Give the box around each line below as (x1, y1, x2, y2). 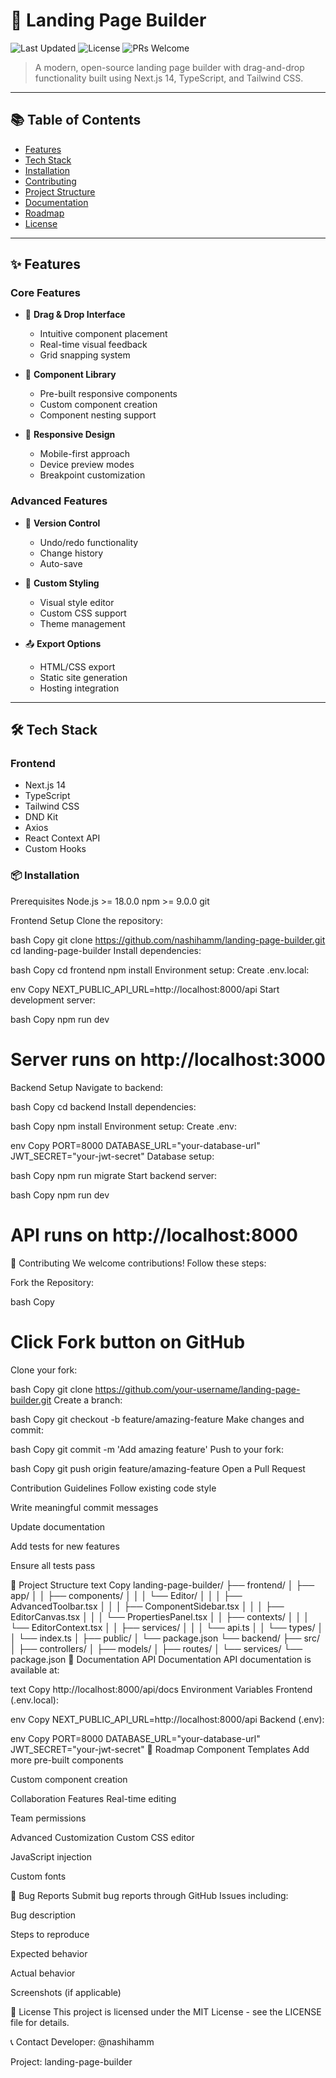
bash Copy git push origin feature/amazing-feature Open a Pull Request (10, 1462, 306, 1474)
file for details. (10, 2016, 70, 2028)
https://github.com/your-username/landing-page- (94, 1383, 301, 1395)
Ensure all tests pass (10, 1559, 96, 1571)
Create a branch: (53, 1394, 123, 1406)
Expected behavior (10, 1947, 88, 1959)
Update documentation (10, 1520, 106, 1533)
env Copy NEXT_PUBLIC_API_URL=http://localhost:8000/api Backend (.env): (10, 1713, 325, 1725)
